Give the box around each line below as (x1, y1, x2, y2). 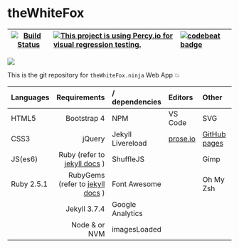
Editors (168, 92, 193, 102)
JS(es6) (11, 154, 38, 164)
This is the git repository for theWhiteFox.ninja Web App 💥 (7, 70, 180, 79)
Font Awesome (111, 179, 161, 189)
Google (111, 199, 137, 209)
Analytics (111, 208, 144, 218)
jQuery (82, 134, 105, 144)
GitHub (202, 129, 226, 139)
